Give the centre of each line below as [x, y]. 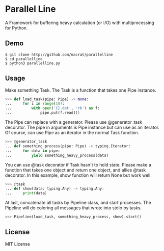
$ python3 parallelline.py [33, 63]
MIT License [18, 244]
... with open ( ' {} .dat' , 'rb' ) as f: [52, 108]
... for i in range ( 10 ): [35, 104]
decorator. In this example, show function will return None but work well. [79, 175]
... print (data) [26, 193]
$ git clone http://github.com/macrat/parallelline [59, 55]
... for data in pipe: [33, 151]
